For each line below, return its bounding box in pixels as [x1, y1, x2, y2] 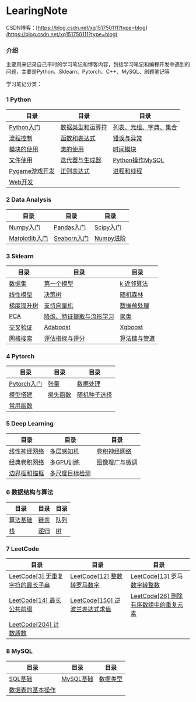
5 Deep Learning [6, 420, 54, 428]
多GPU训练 [50, 458, 80, 466]
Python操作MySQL [113, 156, 164, 164]
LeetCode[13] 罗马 [130, 572, 183, 580]
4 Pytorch [6, 352, 35, 361]
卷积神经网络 [96, 447, 132, 455]
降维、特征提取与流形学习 [44, 313, 115, 321]
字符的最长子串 [9, 581, 51, 589]
